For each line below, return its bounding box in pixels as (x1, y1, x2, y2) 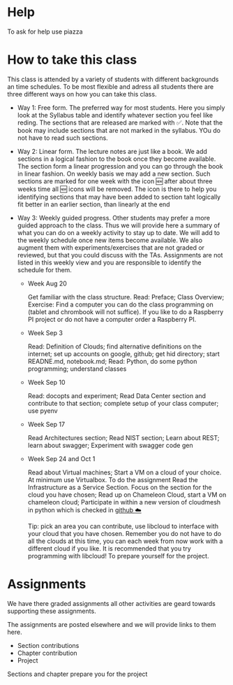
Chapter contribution (17, 649, 78, 657)
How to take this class (7, 52, 137, 68)
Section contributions (17, 641, 80, 649)
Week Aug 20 (27, 279, 68, 288)
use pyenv (27, 407, 58, 415)
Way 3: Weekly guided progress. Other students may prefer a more (17, 213, 211, 222)
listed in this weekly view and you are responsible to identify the (17, 258, 202, 267)
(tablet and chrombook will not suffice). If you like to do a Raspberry (27, 307, 224, 316)
